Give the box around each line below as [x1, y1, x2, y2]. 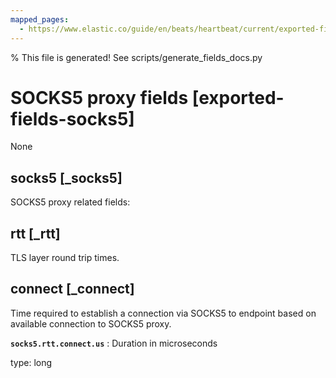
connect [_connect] [10, 281, 135, 298]
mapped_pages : [10, 14, 70, 25]
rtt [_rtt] [10, 225, 61, 242]
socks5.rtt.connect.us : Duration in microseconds [10, 337, 218, 349]
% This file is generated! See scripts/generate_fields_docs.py [10, 51, 263, 63]
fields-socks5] [10, 107, 135, 130]
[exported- [191, 86, 285, 109]
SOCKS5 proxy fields [10, 86, 189, 109]
